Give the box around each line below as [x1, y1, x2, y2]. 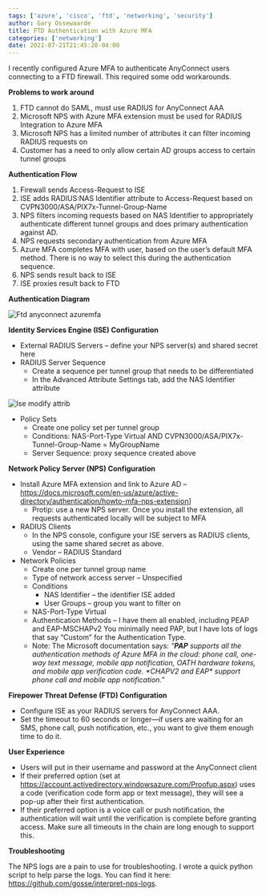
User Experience [8, 747, 66, 757]
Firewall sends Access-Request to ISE [19, 185, 146, 195]
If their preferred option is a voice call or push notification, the [19, 806, 225, 815]
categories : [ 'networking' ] [8, 34, 103, 42]
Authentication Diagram [8, 294, 91, 304]
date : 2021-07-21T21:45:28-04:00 [8, 42, 120, 50]
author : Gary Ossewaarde [8, 19, 91, 27]
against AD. [19, 227, 58, 237]
